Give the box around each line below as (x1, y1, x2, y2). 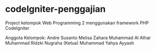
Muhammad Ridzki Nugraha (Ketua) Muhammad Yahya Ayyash (5, 40, 134, 46)
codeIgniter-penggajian (5, 3, 106, 15)
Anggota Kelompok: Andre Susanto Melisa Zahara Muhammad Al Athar (5, 35, 151, 41)
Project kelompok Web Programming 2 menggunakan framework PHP (5, 20, 149, 26)
